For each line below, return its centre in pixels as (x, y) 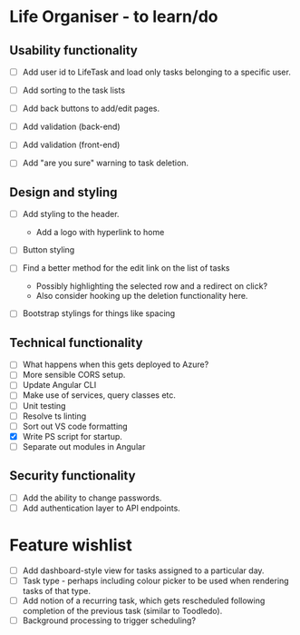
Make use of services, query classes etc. (99, 395)
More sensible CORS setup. (74, 375)
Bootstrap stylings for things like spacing (99, 313)
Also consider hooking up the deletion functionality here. (142, 296)
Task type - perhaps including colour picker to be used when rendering (155, 580)
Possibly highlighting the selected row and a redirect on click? (152, 286)
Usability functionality (73, 50)
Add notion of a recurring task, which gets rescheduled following (144, 600)
